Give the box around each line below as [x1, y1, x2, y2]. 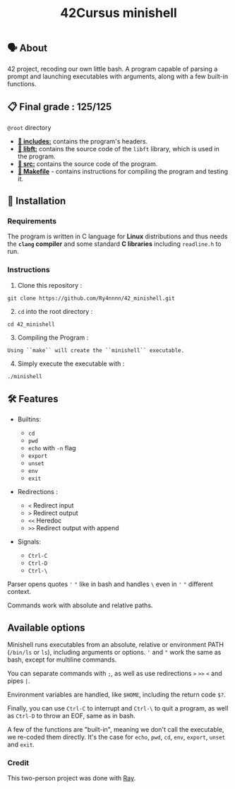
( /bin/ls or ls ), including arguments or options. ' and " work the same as [7, 648, 222, 657]
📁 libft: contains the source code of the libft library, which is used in [17, 144, 220, 153]
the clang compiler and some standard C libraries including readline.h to [7, 240, 222, 248]
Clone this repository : [17, 281, 83, 289]
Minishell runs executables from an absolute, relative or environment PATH [7, 641, 224, 649]
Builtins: [17, 415, 41, 423]
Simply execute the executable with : [17, 359, 125, 368]
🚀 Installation [7, 194, 66, 206]
